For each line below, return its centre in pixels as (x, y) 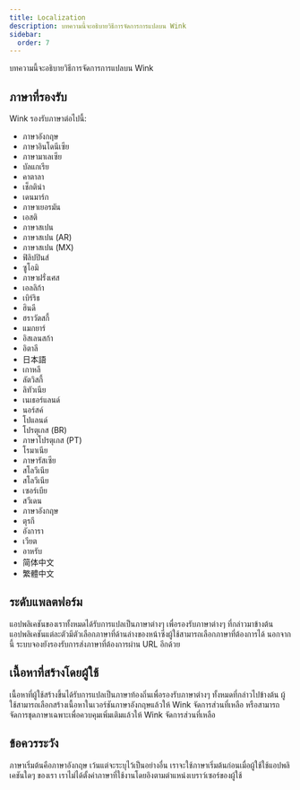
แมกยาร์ (34, 328)
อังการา (33, 531)
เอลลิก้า (33, 288)
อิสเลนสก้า (38, 338)
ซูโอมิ (30, 268)
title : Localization (48, 17)
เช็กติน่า (34, 187)
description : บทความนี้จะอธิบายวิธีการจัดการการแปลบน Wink (98, 26)
